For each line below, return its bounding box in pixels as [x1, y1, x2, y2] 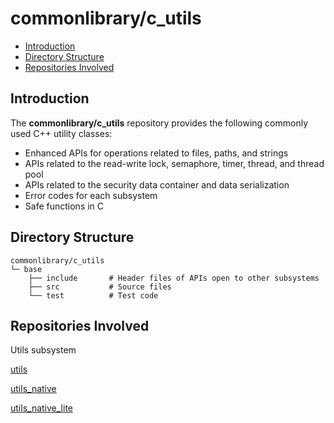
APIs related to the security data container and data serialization [24, 178, 290, 191]
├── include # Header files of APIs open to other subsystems [28, 273, 320, 283]
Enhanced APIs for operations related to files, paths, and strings [24, 147, 289, 159]
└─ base [10, 264, 43, 274]
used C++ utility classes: [10, 127, 113, 139]
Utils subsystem [10, 344, 77, 356]
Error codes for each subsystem [24, 189, 158, 201]
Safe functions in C [24, 200, 105, 212]
